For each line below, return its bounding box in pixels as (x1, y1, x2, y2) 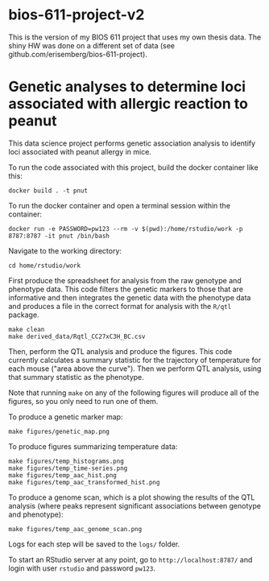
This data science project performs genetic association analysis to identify (8, 138, 256, 148)
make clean (8, 325, 45, 333)
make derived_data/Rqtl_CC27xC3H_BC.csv (8, 332, 147, 340)
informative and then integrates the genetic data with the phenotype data (8, 292, 251, 303)
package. (8, 310, 39, 319)
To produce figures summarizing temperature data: (8, 441, 178, 451)
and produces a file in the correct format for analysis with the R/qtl (8, 301, 232, 311)
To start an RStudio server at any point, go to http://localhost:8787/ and (8, 554, 253, 564)
